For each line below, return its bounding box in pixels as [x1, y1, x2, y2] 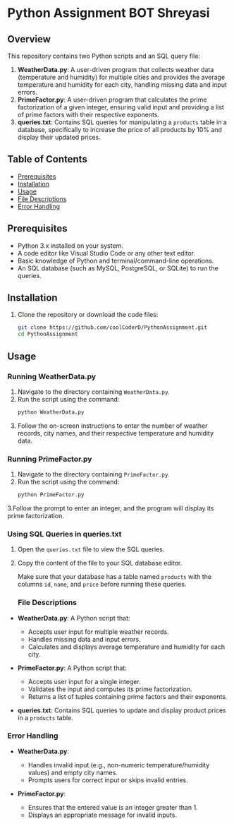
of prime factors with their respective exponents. [17, 111, 160, 119]
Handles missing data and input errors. [27, 635, 141, 643]
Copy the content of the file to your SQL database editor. [17, 559, 183, 568]
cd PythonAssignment [17, 330, 78, 338]
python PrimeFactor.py [17, 491, 85, 498]
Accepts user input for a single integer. [27, 677, 141, 686]
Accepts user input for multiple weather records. [27, 627, 169, 636]
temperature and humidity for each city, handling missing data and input [17, 80, 228, 89]
